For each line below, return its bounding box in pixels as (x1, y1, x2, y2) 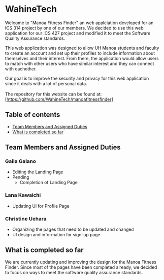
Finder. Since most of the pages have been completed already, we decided (5, 264, 158, 270)
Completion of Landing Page (19, 180, 78, 186)
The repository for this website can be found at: (5, 91, 102, 97)
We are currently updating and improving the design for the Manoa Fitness (5, 259, 157, 265)
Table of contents (5, 111, 60, 119)
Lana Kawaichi (5, 192, 41, 199)
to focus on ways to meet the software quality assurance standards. (5, 269, 143, 275)
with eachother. (5, 65, 37, 72)
